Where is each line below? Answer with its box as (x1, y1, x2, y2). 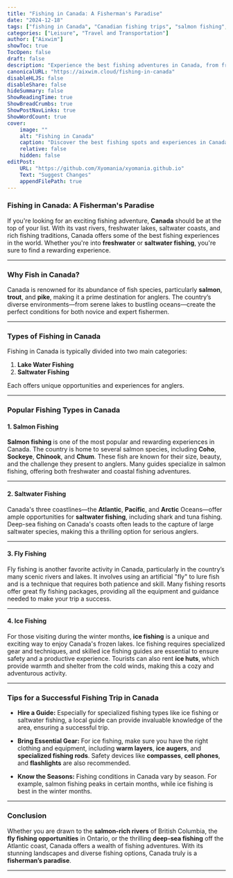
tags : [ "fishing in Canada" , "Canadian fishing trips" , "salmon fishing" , (7, 23, 228, 30)
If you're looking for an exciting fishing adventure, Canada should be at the (7, 216, 222, 225)
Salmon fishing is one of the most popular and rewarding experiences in (7, 438, 215, 446)
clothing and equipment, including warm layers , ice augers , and (17, 744, 202, 752)
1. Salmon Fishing (7, 422, 59, 431)
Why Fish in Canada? (7, 270, 80, 279)
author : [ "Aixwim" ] (7, 36, 64, 43)
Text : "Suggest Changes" (19, 171, 92, 178)
